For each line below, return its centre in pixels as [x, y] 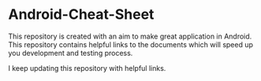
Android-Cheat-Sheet [81, 15]
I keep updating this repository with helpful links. [87, 68]
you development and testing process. [71, 53]
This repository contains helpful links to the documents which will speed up [131, 44]
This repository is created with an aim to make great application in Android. [130, 36]
